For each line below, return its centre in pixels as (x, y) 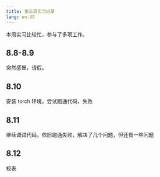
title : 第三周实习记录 (31, 11)
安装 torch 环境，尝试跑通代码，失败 (49, 101)
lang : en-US (20, 17)
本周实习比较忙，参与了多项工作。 (47, 34)
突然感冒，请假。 (26, 68)
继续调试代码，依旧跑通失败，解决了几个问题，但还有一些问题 (80, 134)
